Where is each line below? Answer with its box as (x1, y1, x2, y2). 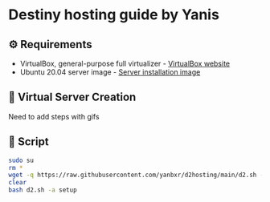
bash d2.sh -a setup (8, 186, 78, 194)
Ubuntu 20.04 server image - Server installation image (19, 67, 201, 77)
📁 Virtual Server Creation (8, 91, 137, 104)
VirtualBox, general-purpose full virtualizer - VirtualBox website (19, 59, 231, 68)
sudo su (8, 156, 35, 164)
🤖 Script (8, 135, 50, 149)
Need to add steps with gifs (8, 111, 100, 121)
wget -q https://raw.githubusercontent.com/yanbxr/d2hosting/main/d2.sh (8, 171, 257, 180)
